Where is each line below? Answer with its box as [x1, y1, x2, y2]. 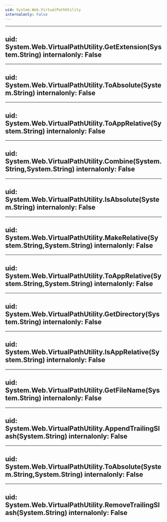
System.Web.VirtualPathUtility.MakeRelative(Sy [5, 233, 159, 242]
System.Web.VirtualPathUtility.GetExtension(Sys [5, 43, 162, 51]
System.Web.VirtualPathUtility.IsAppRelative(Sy [5, 348, 160, 356]
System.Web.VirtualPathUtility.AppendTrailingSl [5, 425, 160, 433]
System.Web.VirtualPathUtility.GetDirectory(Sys [5, 310, 160, 318]
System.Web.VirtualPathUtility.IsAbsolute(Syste [5, 195, 160, 204]
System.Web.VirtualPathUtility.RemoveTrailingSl [5, 501, 160, 509]
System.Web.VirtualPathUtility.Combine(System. [5, 157, 162, 166]
